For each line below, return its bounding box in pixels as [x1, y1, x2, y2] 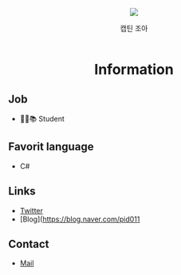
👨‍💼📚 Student [19, 114, 65, 123]
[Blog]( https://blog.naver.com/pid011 [19, 214, 140, 224]
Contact [8, 237, 49, 251]
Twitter [19, 205, 44, 215]
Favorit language [8, 140, 94, 153]
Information [94, 61, 174, 79]
